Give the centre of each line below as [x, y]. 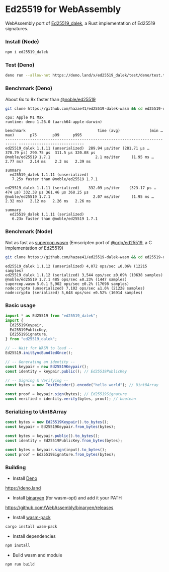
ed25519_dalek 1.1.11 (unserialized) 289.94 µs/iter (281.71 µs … [77, 149]
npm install [18, 545]
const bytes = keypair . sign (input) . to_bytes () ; [56, 450]
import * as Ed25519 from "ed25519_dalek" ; [52, 316]
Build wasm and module [37, 555]
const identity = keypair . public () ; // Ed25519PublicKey [66, 371]
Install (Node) [22, 41]
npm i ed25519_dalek [27, 52]
